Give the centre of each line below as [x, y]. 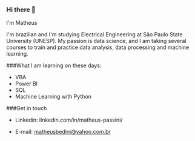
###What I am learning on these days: [54, 65]
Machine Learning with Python [53, 97]
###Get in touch [27, 108]
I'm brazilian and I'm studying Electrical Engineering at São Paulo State [94, 34]
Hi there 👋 [21, 10]
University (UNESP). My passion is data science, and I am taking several [96, 41]
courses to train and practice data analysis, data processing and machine [98, 47]
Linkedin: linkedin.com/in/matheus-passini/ [69, 120]
